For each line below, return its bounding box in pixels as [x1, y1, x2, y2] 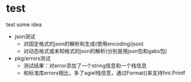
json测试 [14, 33, 36, 40]
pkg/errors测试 [14, 55, 51, 62]
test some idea [6, 21, 42, 28]
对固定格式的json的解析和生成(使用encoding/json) [23, 40, 144, 47]
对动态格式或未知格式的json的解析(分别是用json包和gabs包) [23, 47, 168, 54]
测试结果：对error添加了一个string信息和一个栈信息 [23, 62, 147, 69]
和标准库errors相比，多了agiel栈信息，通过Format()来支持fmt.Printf [23, 69, 186, 76]
